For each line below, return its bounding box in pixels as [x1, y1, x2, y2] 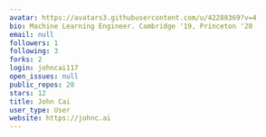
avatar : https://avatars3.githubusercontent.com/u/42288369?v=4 [9, 13, 257, 23]
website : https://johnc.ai [9, 114, 111, 123]
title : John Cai [9, 96, 71, 106]
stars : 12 [9, 88, 47, 97]
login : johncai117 [9, 64, 79, 73]
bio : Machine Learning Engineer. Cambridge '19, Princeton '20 [9, 22, 253, 31]
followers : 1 [9, 38, 59, 48]
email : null [9, 30, 54, 39]
